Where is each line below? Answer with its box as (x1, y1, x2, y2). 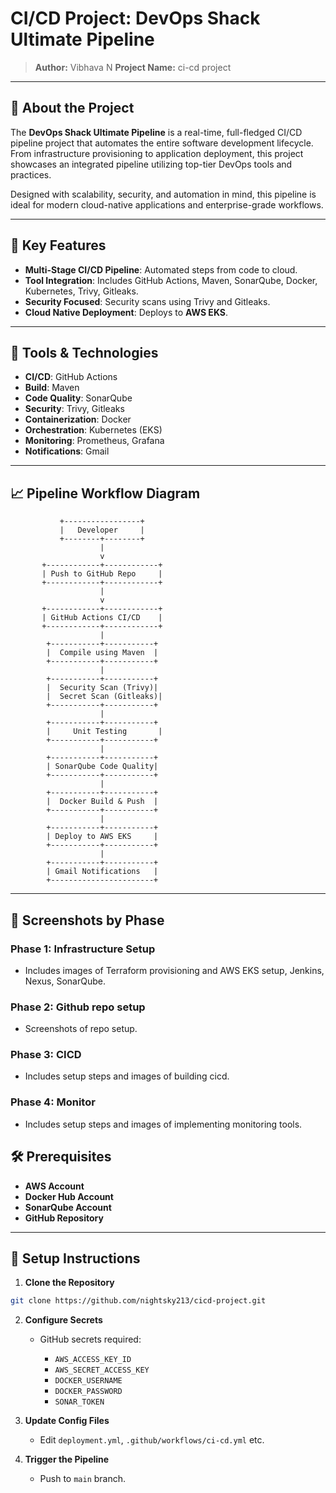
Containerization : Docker (24, 413, 132, 426)
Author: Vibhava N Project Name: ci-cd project (34, 61, 232, 73)
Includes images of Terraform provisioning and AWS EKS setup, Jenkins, (24, 964, 325, 976)
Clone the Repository (24, 1277, 115, 1289)
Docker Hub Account (24, 1190, 114, 1202)
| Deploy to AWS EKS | (46, 832, 159, 842)
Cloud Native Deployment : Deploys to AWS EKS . (24, 306, 229, 318)
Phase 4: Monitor (10, 1095, 96, 1109)
